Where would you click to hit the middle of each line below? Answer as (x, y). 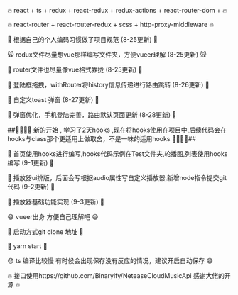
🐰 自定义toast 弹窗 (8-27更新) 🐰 (53, 100)
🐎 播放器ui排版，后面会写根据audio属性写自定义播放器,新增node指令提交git (117, 178)
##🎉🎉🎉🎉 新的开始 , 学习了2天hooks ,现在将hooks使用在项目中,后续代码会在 (117, 130)
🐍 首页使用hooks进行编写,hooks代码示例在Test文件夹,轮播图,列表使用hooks (118, 154)
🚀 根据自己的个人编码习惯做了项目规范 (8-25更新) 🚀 (82, 39)
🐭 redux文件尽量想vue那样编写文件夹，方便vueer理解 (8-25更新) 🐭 (107, 55)
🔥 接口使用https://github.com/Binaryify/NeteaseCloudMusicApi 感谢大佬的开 (119, 275)
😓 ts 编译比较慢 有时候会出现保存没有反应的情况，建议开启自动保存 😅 (110, 261)
